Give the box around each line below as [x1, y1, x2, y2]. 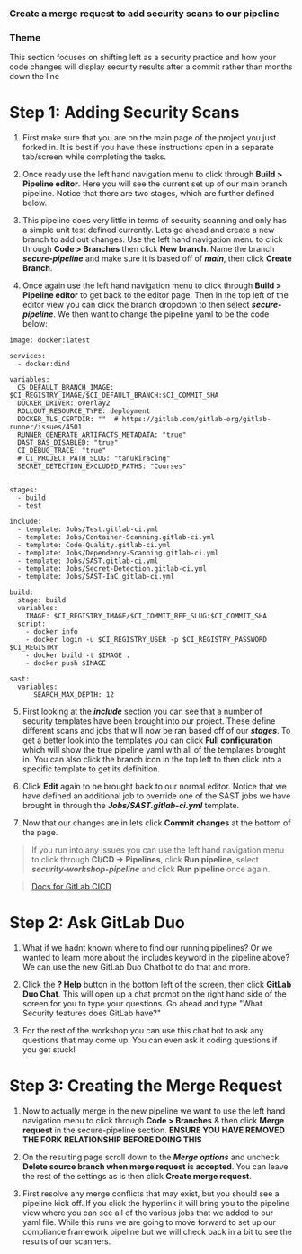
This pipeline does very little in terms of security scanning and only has [22, 215, 287, 226]
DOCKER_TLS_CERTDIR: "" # [17, 415, 119, 424]
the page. [22, 827, 58, 838]
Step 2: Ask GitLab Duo [9, 913, 186, 934]
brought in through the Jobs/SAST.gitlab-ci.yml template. [22, 800, 240, 811]
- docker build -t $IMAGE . [25, 651, 130, 660]
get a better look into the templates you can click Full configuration [22, 735, 273, 745]
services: [9, 352, 47, 361]
